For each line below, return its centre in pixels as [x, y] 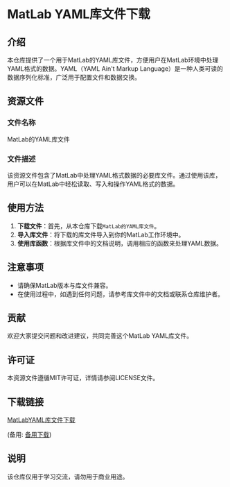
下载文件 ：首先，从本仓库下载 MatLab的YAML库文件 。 [89, 225]
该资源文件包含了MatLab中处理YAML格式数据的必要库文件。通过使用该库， [114, 175]
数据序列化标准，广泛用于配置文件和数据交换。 [74, 77]
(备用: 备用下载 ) [29, 435]
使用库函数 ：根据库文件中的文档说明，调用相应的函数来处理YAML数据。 [120, 243]
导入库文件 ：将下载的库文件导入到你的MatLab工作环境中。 [101, 234]
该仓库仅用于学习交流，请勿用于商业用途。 [68, 477]
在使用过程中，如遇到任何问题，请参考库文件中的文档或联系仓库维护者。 [120, 294]
